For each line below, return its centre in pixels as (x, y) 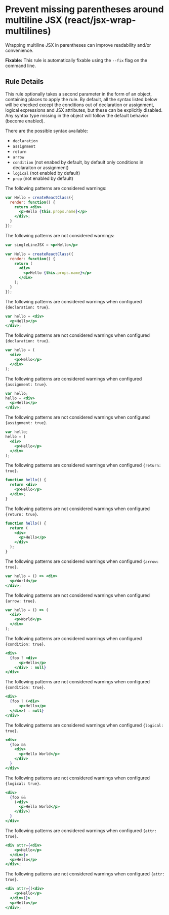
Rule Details (25, 82)
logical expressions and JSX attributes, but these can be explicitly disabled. (84, 110)
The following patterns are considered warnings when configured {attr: (81, 830)
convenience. (19, 50)
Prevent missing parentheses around (85, 9)
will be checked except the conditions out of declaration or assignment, (80, 105)
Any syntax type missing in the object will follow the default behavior (77, 115)
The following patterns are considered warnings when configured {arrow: (82, 561)
